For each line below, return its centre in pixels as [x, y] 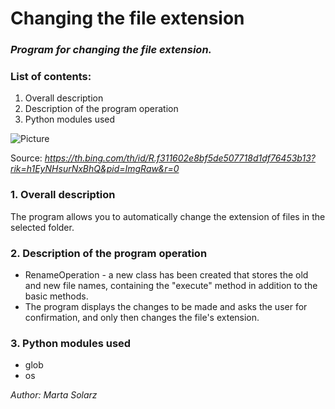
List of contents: [51, 77]
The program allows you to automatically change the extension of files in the [168, 216]
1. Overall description [63, 195]
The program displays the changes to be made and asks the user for [166, 306]
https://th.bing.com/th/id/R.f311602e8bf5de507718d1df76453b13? [180, 158]
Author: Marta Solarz [54, 395]
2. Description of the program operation [109, 253]
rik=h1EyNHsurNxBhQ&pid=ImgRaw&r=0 [95, 169]
